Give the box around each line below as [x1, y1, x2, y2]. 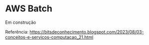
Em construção [5, 19, 36, 25]
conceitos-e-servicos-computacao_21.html [5, 34, 93, 40]
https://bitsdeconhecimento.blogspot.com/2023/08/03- [29, 29, 144, 35]
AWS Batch [5, 3, 53, 14]
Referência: [5, 29, 29, 35]
